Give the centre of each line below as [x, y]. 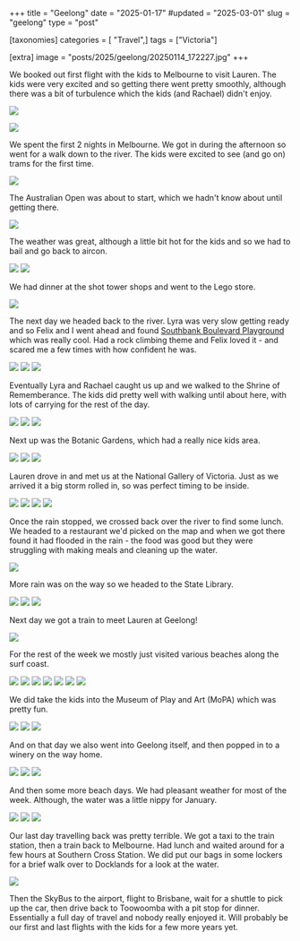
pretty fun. [29, 709]
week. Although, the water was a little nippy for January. [113, 800]
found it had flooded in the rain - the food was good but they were [131, 540]
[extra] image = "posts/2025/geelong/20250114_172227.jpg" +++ [129, 57]
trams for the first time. [51, 164]
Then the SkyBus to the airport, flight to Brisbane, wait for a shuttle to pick [146, 898]
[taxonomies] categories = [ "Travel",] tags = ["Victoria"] [113, 40]
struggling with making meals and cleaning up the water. [113, 550]
